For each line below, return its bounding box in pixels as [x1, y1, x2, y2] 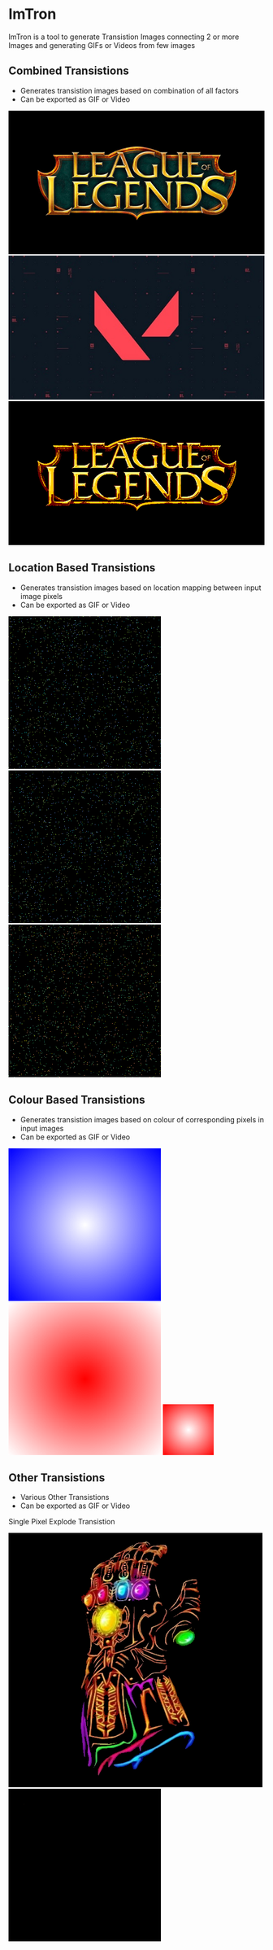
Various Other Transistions [19, 1493, 110, 1502]
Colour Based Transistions [8, 1093, 145, 1107]
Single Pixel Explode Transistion [8, 1517, 115, 1527]
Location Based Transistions [8, 561, 156, 575]
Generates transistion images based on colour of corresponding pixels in [19, 1114, 264, 1124]
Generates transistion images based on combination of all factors [19, 85, 240, 95]
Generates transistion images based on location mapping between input [19, 583, 262, 592]
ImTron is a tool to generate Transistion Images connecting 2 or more [8, 32, 240, 42]
